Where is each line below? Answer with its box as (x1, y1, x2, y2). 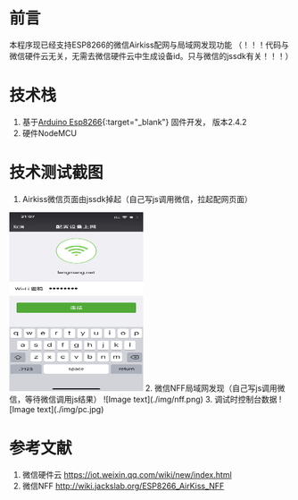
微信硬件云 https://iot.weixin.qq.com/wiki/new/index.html (21, 469, 232, 479)
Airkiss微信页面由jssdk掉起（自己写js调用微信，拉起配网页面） (21, 193, 252, 204)
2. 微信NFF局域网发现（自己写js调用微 (145, 382, 286, 394)
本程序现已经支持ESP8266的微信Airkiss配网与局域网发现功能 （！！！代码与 (9, 39, 290, 50)
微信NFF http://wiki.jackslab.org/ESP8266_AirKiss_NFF (21, 480, 225, 491)
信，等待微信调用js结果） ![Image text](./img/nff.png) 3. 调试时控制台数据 (9, 394, 277, 404)
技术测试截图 (9, 163, 104, 183)
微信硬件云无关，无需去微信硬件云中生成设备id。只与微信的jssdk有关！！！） (9, 50, 294, 61)
